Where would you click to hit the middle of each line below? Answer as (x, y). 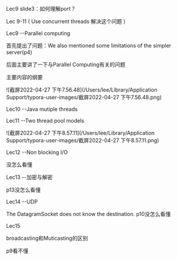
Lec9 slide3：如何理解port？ (41, 9)
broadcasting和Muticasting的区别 (47, 238)
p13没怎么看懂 (23, 190)
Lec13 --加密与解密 (29, 177)
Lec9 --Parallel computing (38, 33)
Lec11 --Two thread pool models (45, 120)
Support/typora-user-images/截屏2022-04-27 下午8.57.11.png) (83, 140)
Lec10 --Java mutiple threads (42, 109)
